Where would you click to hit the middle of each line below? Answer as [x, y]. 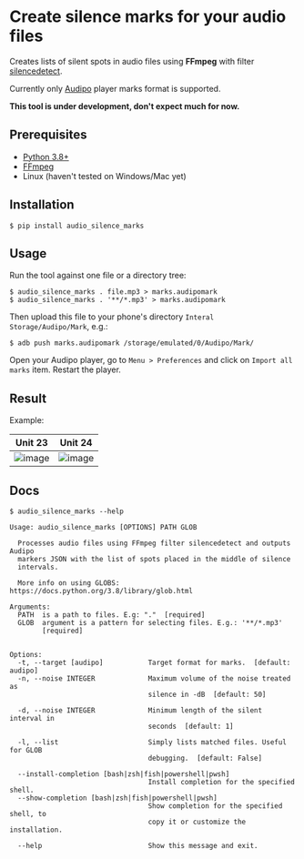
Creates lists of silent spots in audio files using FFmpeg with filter [132, 61]
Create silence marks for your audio [148, 17]
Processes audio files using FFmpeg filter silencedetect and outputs [154, 543]
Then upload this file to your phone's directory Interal [112, 317]
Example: [27, 420]
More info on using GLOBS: [69, 583]
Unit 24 [76, 443]
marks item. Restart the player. [65, 369]
